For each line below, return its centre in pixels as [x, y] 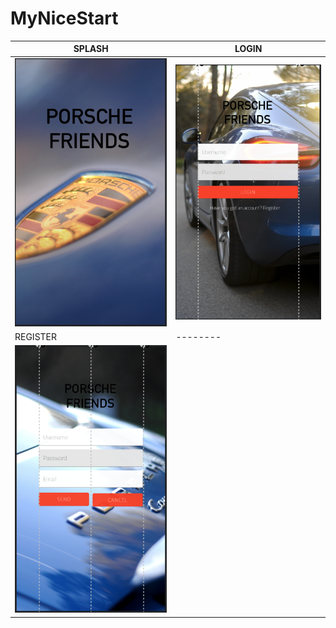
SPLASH [91, 49]
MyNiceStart [64, 18]
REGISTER [36, 336]
